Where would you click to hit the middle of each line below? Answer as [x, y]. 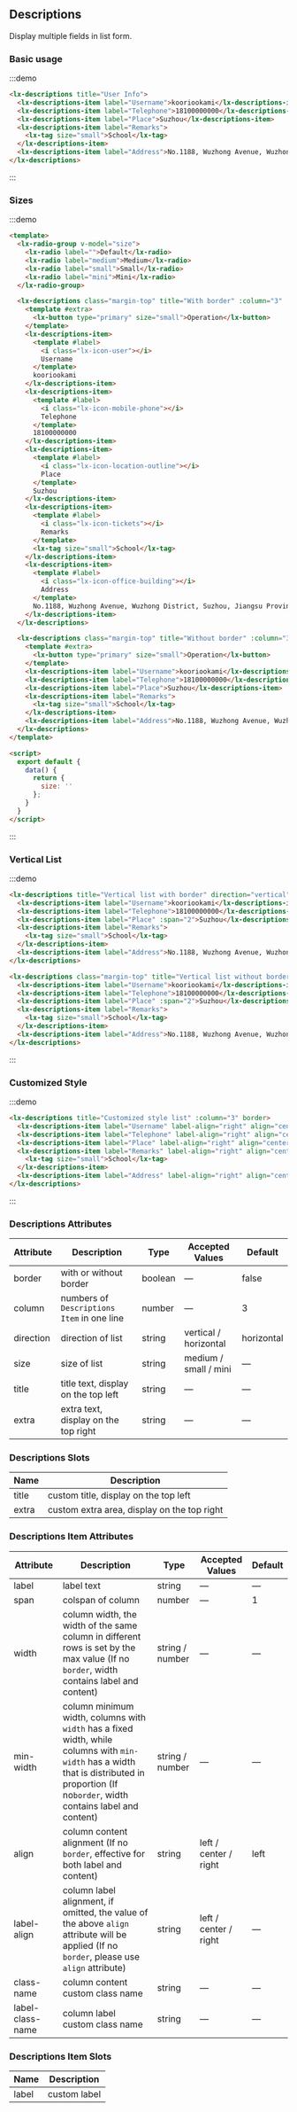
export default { [49, 761]
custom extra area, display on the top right [135, 1510]
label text [82, 1586]
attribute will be [95, 1934]
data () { [41, 770]
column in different [102, 1636]
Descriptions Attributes [61, 1224]
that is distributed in [104, 1773]
